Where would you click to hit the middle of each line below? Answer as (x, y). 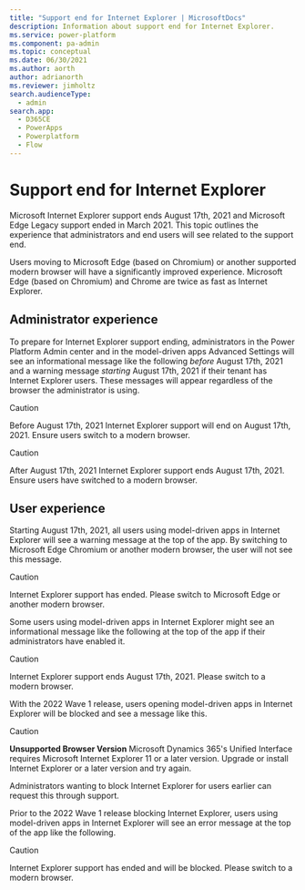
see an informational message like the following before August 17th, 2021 (147, 361)
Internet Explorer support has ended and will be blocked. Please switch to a (151, 868)
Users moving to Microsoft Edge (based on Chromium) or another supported (153, 261)
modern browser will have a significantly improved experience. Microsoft (146, 271)
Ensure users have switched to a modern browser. (104, 480)
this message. (36, 559)
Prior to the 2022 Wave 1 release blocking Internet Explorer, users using (144, 813)
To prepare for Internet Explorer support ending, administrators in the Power (152, 342)
